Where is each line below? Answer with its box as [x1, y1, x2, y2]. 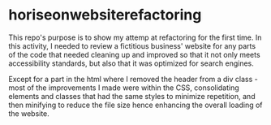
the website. [8, 108, 50, 119]
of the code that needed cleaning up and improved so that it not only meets [8, 50, 261, 59]
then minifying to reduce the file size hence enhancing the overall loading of [8, 100, 263, 110]
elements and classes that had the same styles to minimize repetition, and [8, 91, 256, 101]
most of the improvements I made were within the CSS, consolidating [8, 83, 239, 93]
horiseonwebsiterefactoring [8, 6, 202, 24]
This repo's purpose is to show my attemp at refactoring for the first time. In [8, 32, 262, 42]
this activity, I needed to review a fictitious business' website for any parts [8, 41, 256, 50]
